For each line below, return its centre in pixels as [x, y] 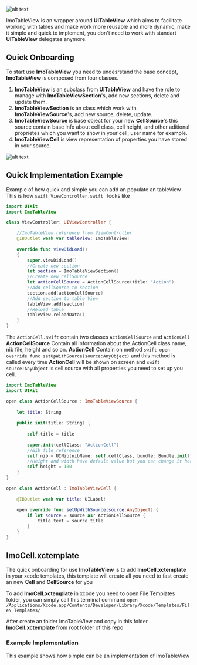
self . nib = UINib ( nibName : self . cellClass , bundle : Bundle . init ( [109, 456]
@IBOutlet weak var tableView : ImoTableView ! [73, 239]
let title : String [39, 412]
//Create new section [54, 266]
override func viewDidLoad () [52, 249]
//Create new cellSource [57, 277]
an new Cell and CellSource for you [49, 582]
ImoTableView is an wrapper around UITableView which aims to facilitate [94, 20]
